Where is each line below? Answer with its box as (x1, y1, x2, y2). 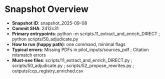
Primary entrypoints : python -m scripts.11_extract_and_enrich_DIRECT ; (11, 30, 160, 36)
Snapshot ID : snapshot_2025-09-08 (11, 20, 87, 26)
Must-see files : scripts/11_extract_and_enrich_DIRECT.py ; (11, 57, 132, 63)
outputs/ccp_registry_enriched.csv (11, 67, 83, 73)
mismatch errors (11, 51, 46, 58)
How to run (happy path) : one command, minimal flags (11, 41, 126, 47)
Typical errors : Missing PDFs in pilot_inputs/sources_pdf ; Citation (11, 46, 149, 52)
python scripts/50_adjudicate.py (11, 36, 78, 42)
